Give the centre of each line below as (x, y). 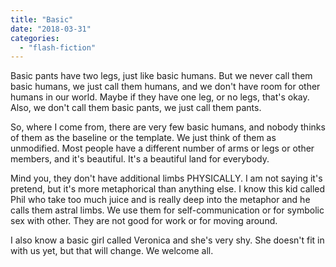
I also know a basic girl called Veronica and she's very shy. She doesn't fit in (167, 240)
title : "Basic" (42, 19)
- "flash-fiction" (58, 47)
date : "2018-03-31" (51, 29)
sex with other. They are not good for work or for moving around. (144, 221)
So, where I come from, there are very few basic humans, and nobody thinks (168, 127)
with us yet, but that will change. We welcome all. (112, 251)
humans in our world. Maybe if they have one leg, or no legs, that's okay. (160, 97)
